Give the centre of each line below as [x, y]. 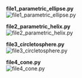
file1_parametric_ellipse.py [40, 9]
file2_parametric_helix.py [38, 26]
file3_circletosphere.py [35, 44]
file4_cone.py [24, 62]
